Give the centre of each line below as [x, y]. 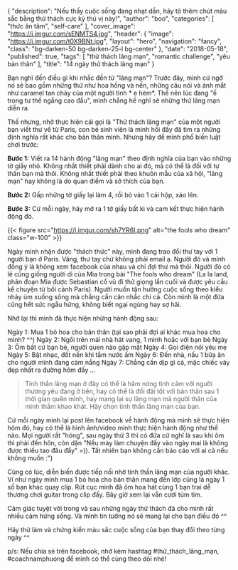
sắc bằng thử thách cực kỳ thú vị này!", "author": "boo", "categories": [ [111, 19]
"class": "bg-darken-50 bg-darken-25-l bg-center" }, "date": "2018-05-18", [118, 49]
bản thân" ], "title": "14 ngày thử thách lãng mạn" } [81, 64]
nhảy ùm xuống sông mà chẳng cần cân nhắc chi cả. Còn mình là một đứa [116, 297]
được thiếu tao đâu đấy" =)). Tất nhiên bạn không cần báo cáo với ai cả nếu [118, 450]
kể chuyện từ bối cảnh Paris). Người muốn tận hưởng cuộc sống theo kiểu [115, 289]
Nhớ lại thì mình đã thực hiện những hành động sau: [83, 318]
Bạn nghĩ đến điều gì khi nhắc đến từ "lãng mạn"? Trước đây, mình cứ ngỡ [115, 78]
